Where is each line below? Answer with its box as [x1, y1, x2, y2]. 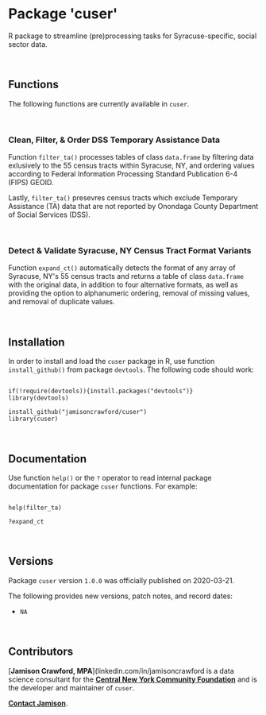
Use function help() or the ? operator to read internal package [8, 473, 212, 482]
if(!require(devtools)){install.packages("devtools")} [8, 387, 194, 396]
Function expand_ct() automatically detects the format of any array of [8, 263, 236, 272]
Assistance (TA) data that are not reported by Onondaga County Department [8, 202, 259, 211]
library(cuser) [8, 415, 59, 423]
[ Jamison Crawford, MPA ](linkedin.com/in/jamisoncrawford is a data [8, 666, 234, 675]
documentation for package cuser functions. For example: [8, 481, 198, 491]
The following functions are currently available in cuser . [8, 99, 190, 108]
